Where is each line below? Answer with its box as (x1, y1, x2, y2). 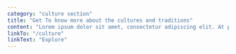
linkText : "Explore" (7, 36, 68, 43)
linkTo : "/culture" (7, 29, 65, 37)
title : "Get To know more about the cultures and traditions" (7, 17, 193, 24)
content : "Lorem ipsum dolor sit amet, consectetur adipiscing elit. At (7, 23, 225, 30)
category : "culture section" (7, 10, 93, 18)
